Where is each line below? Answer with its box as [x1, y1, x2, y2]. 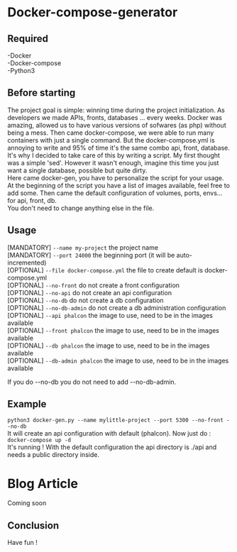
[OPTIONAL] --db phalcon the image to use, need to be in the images [7, 341, 210, 350]
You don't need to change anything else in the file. [7, 204, 155, 212]
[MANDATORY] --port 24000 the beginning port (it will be [7, 250, 175, 259]
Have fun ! [7, 539, 38, 547]
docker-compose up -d [7, 437, 72, 444]
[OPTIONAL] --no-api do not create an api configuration [7, 288, 172, 297]
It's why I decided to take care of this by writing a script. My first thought [7, 150, 220, 160]
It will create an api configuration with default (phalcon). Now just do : [7, 429, 211, 438]
